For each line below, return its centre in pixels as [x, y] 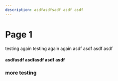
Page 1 [19, 34]
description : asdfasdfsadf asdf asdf [44, 10]
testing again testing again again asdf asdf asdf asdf [59, 48]
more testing [21, 73]
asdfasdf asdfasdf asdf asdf [35, 60]
